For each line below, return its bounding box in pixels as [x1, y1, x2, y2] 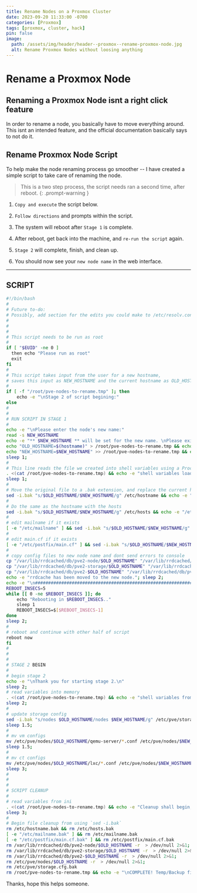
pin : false [6, 31, 33, 36]
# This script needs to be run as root [6, 334, 104, 340]
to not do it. [6, 133, 34, 140]
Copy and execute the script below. [14, 200, 98, 208]
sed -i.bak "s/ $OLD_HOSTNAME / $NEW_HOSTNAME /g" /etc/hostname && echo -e [6, 492, 188, 499]
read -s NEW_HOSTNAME [6, 433, 59, 439]
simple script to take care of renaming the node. [6, 172, 122, 179]
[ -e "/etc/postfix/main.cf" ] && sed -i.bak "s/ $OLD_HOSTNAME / [6, 541, 167, 547]
